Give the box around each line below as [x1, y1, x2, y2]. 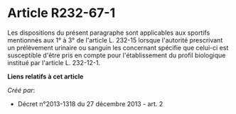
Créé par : [7, 86, 36, 94]
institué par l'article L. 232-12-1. [7, 58, 101, 67]
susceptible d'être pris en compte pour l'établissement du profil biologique [7, 51, 226, 59]
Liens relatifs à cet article [7, 72, 84, 81]
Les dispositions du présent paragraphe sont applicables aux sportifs [7, 28, 210, 37]
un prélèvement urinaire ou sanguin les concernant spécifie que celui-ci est [7, 43, 229, 52]
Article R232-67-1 [7, 5, 116, 21]
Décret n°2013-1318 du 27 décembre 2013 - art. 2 [17, 99, 163, 108]
